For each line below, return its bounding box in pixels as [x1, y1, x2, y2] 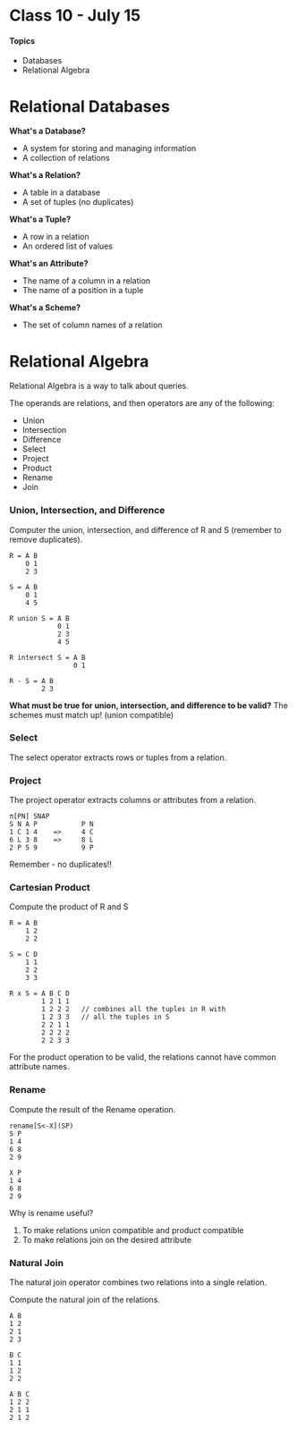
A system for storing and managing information [21, 143, 197, 154]
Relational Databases [9, 96, 170, 116]
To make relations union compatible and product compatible [21, 1224, 244, 1235]
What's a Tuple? [9, 214, 72, 224]
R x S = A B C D [9, 989, 70, 998]
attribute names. [9, 1061, 70, 1072]
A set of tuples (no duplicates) [21, 197, 134, 207]
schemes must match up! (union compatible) [9, 709, 174, 720]
